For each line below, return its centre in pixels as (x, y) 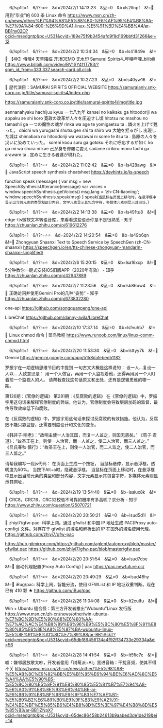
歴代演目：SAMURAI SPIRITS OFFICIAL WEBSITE (58, 87)
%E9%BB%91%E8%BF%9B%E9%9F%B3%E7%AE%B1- (62, 695)
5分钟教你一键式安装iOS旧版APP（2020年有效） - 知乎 (60, 270)
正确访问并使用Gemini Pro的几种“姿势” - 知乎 (54, 293)
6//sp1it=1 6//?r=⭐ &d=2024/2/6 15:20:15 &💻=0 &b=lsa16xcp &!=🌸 (83, 262)
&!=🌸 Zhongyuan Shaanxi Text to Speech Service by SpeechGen (70, 242)
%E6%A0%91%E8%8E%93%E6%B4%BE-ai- (51, 689)
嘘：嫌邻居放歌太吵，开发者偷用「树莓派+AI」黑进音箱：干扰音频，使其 (76, 662)
